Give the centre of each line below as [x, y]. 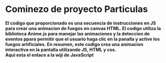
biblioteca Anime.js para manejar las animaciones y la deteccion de [78, 33]
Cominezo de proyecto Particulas [77, 9]
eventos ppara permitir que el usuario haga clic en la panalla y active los [82, 39]
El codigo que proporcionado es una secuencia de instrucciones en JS [80, 23]
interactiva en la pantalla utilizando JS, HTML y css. [61, 49]
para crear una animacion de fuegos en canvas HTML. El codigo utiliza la [83, 28]
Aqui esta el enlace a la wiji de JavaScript [50, 55]
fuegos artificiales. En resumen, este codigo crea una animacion [74, 44]
